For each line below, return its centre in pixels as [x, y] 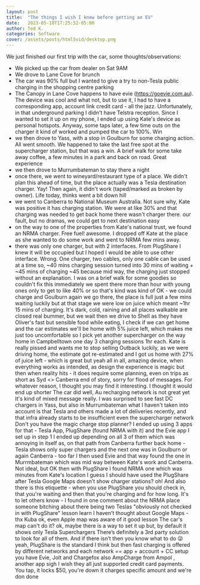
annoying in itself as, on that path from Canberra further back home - [100, 443]
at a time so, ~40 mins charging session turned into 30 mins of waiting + [104, 265]
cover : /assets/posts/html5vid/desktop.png [61, 39]
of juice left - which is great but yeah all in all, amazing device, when [99, 360]
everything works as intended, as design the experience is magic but [100, 367]
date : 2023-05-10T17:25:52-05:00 [50, 23]
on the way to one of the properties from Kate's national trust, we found [103, 227]
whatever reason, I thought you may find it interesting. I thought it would [103, 386]
